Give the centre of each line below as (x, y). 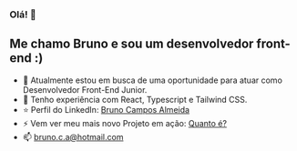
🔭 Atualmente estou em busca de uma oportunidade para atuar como (152, 80)
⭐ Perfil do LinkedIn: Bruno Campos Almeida (106, 109)
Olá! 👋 (23, 15)
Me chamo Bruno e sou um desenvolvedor (132, 44)
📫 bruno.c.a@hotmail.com (73, 136)
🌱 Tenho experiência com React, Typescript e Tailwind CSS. (135, 99)
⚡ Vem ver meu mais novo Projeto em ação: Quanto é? (125, 123)
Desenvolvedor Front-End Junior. (85, 89)
